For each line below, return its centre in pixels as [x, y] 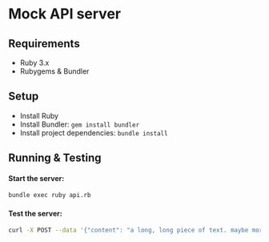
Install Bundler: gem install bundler [80, 124]
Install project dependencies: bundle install [94, 132]
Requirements [44, 44]
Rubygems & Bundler [54, 71]
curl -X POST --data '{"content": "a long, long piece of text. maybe [128, 230]
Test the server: [35, 213]
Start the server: [36, 178]
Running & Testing [55, 158]
